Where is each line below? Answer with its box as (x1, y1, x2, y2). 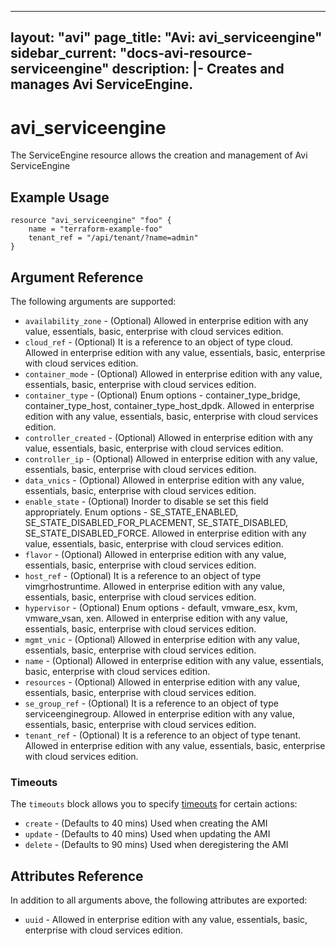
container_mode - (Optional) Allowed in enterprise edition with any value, (24, 367, 323, 380)
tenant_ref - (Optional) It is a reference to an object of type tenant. (24, 729, 302, 741)
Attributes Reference (10, 867, 144, 885)
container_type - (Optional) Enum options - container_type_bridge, (24, 389, 301, 401)
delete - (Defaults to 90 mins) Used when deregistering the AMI (24, 839, 289, 851)
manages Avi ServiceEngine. (10, 76, 194, 93)
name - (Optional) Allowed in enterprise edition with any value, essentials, (24, 654, 325, 666)
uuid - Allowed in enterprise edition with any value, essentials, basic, (24, 914, 308, 926)
